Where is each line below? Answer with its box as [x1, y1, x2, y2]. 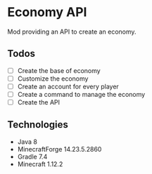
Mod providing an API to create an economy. [7, 27, 137, 36]
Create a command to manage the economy [17, 90, 146, 98]
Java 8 [17, 138, 37, 146]
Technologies [7, 119, 69, 130]
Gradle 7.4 [17, 152, 48, 161]
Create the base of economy [17, 66, 101, 74]
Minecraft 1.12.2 [17, 159, 63, 168]
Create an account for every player [17, 82, 120, 91]
